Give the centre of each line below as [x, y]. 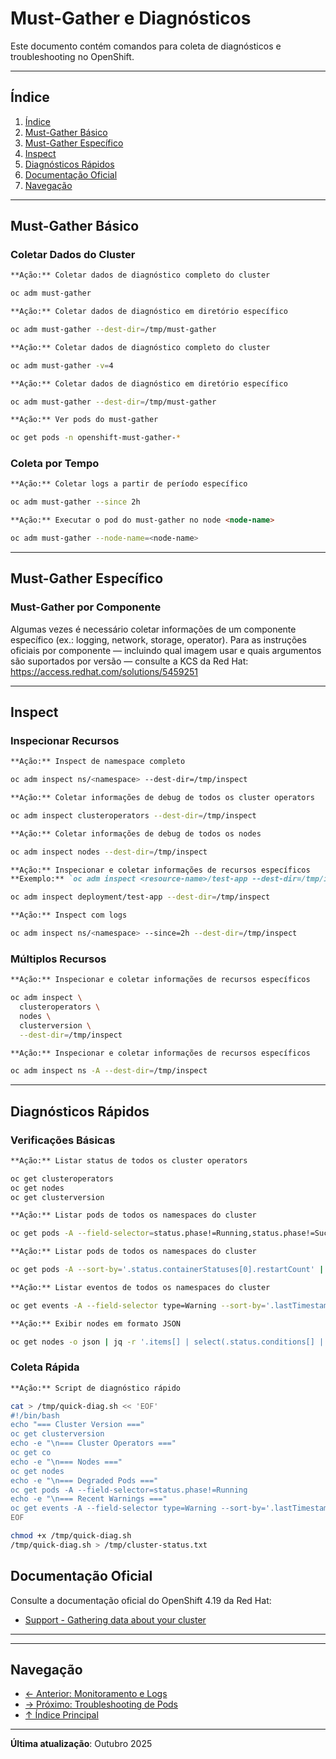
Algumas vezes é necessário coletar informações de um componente [153, 629]
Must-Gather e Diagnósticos [131, 18]
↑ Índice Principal [61, 1715]
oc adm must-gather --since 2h [75, 502]
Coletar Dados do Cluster [73, 255]
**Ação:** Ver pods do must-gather [84, 420]
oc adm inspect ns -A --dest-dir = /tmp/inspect [109, 1071]
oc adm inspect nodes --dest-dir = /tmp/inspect [109, 852]
